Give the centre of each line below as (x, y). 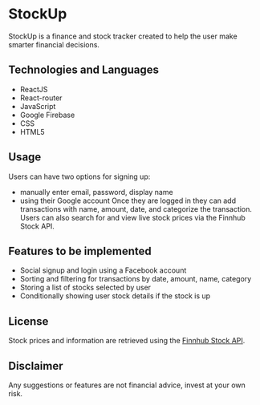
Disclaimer (36, 366)
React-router (41, 98)
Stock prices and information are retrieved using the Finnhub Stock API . (127, 341)
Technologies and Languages (83, 70)
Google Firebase (47, 115)
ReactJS (34, 89)
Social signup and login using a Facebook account (103, 270)
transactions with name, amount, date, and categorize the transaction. (136, 209)
